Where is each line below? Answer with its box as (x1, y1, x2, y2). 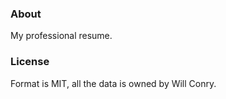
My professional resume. (10, 30, 113, 42)
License (10, 55, 50, 69)
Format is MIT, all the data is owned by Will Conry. (10, 77, 217, 89)
